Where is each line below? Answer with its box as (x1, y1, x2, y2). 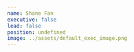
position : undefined (7, 28, 67, 36)
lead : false (7, 22, 41, 29)
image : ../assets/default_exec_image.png (7, 35, 128, 42)
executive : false (7, 16, 57, 23)
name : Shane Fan (7, 9, 54, 17)
